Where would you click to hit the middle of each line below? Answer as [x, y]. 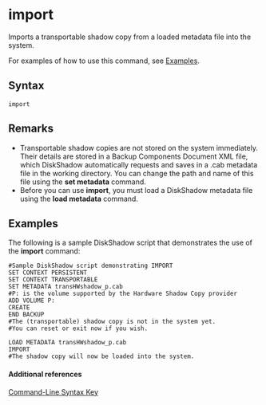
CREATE [19, 308]
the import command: [44, 251]
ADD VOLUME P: [32, 301]
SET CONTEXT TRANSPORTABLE [53, 280]
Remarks [31, 129]
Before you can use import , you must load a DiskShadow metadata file [136, 190]
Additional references [45, 374]
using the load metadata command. [79, 199]
